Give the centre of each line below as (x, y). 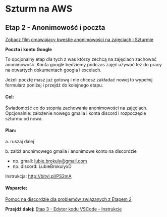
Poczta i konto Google (29, 49)
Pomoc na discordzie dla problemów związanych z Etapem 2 (69, 199)
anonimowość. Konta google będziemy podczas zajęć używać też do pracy (84, 64)
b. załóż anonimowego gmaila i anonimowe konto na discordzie (71, 151)
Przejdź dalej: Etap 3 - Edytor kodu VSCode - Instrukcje (64, 209)
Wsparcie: (16, 188)
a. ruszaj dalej (20, 142)
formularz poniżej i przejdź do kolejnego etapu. (54, 85)
